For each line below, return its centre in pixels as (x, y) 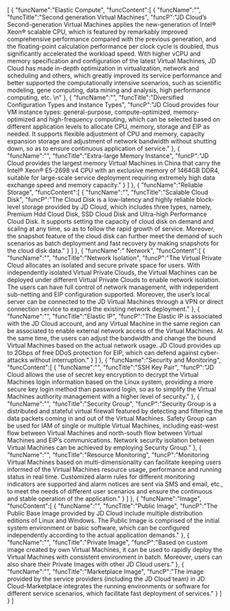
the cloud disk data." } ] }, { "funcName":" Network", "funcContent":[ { (106, 251)
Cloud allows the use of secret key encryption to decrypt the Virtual (103, 374)
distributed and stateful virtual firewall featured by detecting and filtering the (115, 411)
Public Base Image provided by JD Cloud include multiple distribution (105, 513)
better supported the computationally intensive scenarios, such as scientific (114, 83)
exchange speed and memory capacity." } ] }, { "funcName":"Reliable (105, 185)
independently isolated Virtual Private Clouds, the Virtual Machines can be (112, 273)
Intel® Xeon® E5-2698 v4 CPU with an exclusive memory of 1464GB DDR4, (113, 170)
